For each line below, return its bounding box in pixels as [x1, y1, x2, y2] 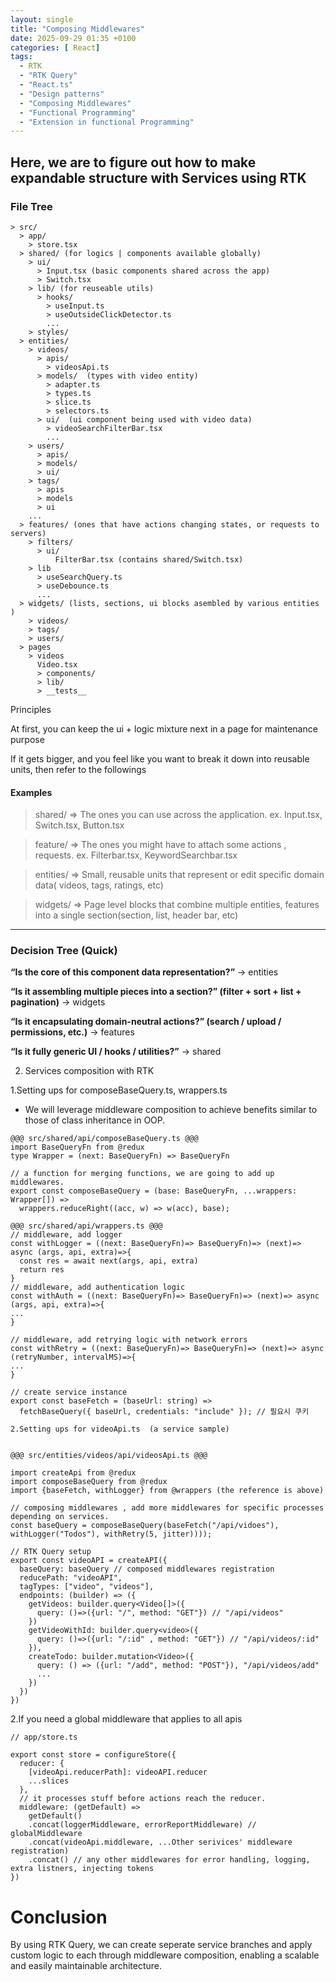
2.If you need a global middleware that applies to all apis [10, 1713, 243, 1725]
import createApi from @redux [10, 1468, 137, 1478]
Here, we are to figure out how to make [10, 154, 257, 171]
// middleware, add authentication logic [10, 1282, 186, 1293]
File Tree [10, 199, 53, 213]
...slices [28, 1776, 70, 1786]
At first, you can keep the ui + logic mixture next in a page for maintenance [10, 722, 318, 735]
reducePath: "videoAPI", [19, 1573, 123, 1583]
